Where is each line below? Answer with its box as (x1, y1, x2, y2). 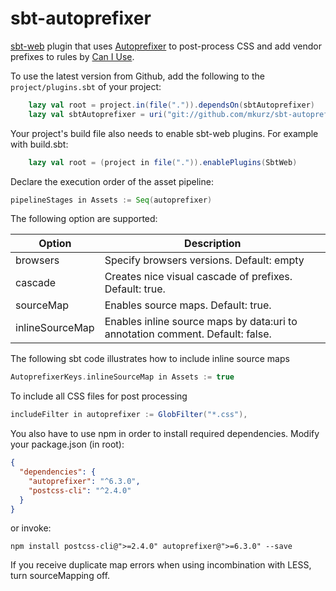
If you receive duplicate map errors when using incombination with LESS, (10, 559, 312, 571)
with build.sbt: (10, 138, 69, 150)
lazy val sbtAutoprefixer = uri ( (28, 109, 168, 119)
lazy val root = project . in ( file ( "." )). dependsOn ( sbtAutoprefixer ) (28, 100, 315, 110)
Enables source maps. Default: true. (104, 298, 272, 312)
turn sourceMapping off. (10, 570, 111, 582)
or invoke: (10, 522, 52, 534)
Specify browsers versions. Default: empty (104, 253, 305, 267)
